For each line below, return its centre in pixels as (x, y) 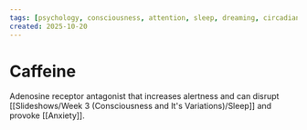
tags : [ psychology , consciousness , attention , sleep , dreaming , (134, 18)
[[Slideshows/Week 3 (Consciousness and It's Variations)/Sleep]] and (141, 106)
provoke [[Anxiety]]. (47, 115)
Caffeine (42, 71)
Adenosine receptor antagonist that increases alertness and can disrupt (144, 96)
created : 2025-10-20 (49, 26)
